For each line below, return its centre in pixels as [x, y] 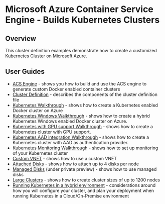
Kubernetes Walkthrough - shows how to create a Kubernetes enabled [85, 105]
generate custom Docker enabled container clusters [66, 89]
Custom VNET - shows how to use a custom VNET [64, 158]
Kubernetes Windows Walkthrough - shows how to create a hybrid [81, 116]
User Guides [25, 72]
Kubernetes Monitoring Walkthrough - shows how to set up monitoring [85, 148]
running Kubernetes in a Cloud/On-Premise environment [71, 196]
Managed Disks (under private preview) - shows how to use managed [85, 169]
